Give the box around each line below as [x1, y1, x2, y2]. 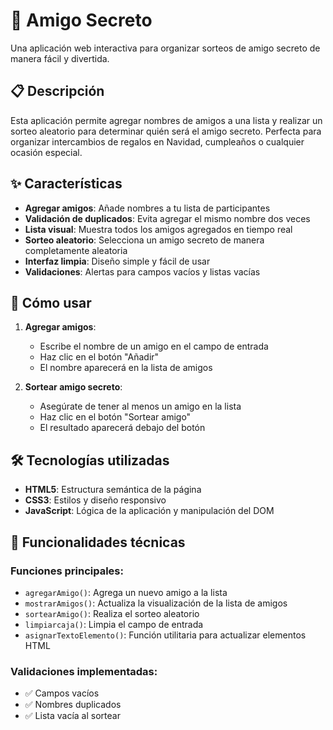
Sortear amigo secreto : [24, 381, 123, 393]
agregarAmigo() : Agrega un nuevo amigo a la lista [24, 586, 228, 598]
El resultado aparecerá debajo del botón [39, 422, 206, 434]
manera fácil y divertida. [10, 52, 110, 64]
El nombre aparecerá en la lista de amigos [39, 362, 213, 374]
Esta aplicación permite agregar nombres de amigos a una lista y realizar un [10, 114, 323, 126]
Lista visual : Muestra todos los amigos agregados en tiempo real [24, 223, 293, 235]
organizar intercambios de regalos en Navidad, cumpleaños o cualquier [10, 135, 305, 148]
